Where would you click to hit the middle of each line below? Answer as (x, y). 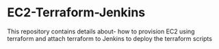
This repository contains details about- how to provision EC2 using (101, 31)
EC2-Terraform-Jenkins (76, 13)
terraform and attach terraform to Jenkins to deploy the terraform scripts (109, 38)
